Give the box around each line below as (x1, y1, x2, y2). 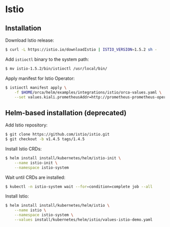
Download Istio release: (5, 37, 55, 43)
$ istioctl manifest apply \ (5, 85, 67, 90)
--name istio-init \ (14, 160, 58, 166)
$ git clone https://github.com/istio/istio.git (5, 132, 110, 137)
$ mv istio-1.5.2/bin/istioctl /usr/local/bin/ (5, 66, 108, 71)
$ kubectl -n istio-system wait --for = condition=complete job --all (5, 184, 153, 189)
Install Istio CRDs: (5, 146, 42, 152)
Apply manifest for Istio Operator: (5, 75, 75, 81)
